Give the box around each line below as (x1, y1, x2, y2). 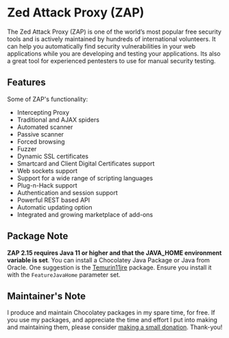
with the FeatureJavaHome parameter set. (7, 270, 121, 279)
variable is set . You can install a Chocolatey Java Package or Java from (7, 256, 210, 264)
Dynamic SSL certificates (16, 152, 89, 160)
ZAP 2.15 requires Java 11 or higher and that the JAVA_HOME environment (7, 249, 222, 257)
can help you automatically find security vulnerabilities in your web (7, 42, 196, 50)
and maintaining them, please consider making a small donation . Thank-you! (7, 323, 223, 331)
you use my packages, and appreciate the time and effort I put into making (7, 316, 218, 324)
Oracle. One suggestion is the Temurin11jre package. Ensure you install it (7, 263, 212, 271)
